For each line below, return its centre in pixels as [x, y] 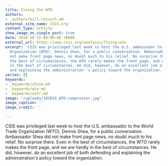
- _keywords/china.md [28, 84]
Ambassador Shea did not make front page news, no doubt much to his [79, 136]
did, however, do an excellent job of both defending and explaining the [78, 152]
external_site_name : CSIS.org [37, 24]
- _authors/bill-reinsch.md [34, 19]
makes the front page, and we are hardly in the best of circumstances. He [81, 147]
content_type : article [29, 28]
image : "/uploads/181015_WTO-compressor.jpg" [53, 98]
